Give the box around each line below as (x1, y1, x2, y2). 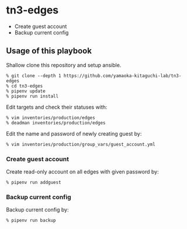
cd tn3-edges (11, 83, 43, 89)
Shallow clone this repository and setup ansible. (6, 61, 122, 68)
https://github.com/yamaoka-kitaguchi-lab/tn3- (63, 72, 182, 79)
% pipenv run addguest (6, 179, 61, 186)
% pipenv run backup (6, 217, 57, 224)
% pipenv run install (6, 93, 59, 99)
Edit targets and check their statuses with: (6, 103, 108, 110)
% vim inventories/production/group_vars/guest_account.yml (6, 141, 156, 147)
